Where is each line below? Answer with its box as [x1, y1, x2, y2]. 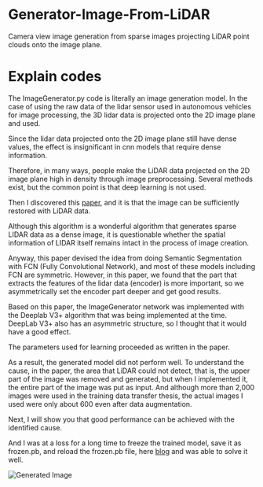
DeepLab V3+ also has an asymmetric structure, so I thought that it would [8, 319, 247, 328]
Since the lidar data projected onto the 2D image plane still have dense [8, 134, 237, 143]
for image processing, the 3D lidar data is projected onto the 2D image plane [8, 110, 256, 120]
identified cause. [8, 422, 63, 432]
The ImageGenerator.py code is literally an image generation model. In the [8, 93, 248, 103]
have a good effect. [8, 327, 71, 336]
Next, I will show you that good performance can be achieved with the [8, 415, 236, 424]
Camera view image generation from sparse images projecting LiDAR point [8, 31, 250, 41]
